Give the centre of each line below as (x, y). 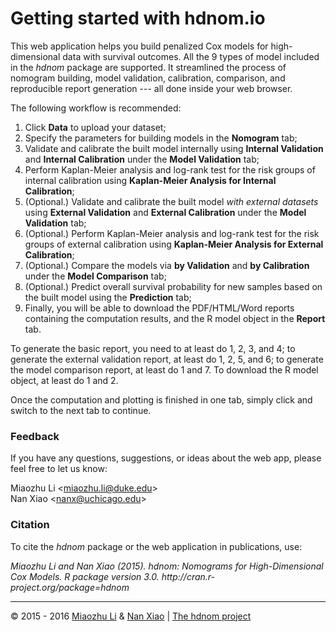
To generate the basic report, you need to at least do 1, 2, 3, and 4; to (153, 348)
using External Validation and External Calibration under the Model (165, 212)
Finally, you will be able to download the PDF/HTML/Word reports (159, 308)
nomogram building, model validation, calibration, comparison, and (148, 78)
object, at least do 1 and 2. (64, 380)
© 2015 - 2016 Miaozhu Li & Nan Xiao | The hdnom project (131, 616)
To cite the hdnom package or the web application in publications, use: (156, 546)
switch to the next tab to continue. (81, 410)
